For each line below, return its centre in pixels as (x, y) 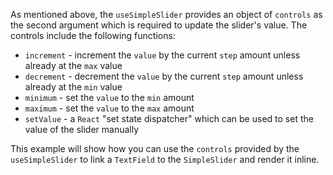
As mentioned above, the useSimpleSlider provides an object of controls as (166, 14)
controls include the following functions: (93, 35)
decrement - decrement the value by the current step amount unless (164, 76)
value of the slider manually (82, 129)
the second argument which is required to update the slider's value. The (159, 25)
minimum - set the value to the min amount (109, 97)
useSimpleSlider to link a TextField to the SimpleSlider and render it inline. (165, 159)
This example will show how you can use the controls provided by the (155, 148)
